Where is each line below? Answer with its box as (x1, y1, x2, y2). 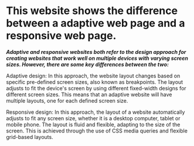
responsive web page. (6, 29, 117, 42)
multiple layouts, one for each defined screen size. (6, 97, 128, 104)
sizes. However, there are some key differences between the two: (6, 60, 169, 68)
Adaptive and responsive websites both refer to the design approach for (6, 48, 186, 55)
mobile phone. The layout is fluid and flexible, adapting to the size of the (6, 121, 181, 128)
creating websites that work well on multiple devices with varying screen (6, 55, 189, 62)
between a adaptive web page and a (6, 16, 185, 30)
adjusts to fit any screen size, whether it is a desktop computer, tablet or (6, 114, 181, 121)
